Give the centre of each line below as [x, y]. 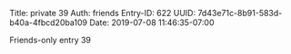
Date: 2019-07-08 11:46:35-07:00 [152, 22]
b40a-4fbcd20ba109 [49, 22]
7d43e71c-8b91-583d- [240, 13]
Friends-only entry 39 [50, 40]
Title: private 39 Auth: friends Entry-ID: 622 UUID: [103, 13]
